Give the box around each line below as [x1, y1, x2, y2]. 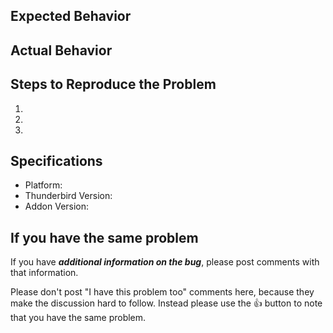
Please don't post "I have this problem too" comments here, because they [10, 286, 315, 298]
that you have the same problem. [10, 312, 147, 324]
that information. [10, 267, 79, 279]
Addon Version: [24, 200, 90, 213]
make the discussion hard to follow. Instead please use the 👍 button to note [10, 297, 323, 309]
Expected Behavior [10, 8, 132, 25]
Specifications [10, 152, 103, 169]
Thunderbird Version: [24, 190, 113, 202]
